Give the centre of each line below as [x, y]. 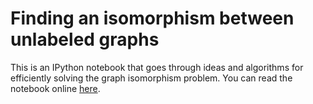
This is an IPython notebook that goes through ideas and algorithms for [157, 67]
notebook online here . [55, 88]
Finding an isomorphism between [152, 18]
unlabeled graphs [85, 39]
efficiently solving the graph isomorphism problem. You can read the [151, 78]
